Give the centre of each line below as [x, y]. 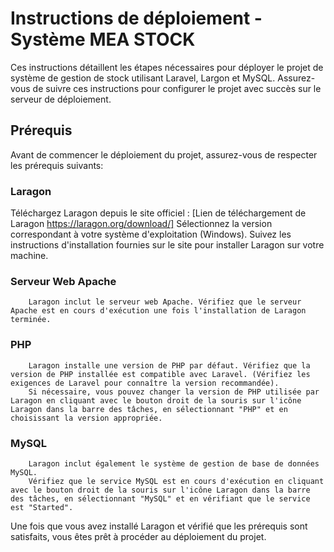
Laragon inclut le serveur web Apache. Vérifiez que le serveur [165, 302]
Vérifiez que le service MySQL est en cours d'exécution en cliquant [176, 481]
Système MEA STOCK [103, 39]
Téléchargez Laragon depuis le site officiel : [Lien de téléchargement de [158, 213]
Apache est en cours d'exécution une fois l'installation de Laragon [158, 311]
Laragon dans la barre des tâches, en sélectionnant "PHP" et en [149, 409]
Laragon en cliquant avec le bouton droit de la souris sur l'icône [156, 400]
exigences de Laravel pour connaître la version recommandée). [145, 383]
